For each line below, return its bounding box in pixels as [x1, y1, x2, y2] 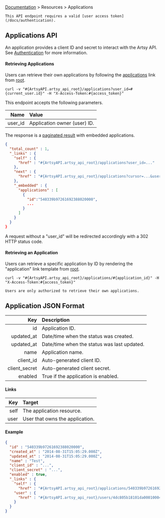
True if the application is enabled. [41, 373, 119, 380]
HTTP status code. [5, 239, 43, 244]
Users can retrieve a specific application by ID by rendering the [5, 261, 133, 267]
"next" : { [14, 170, 36, 174]
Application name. [41, 348, 83, 355]
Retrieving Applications [5, 61, 55, 67]
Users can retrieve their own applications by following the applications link [5, 72, 156, 78]
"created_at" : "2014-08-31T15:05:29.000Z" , [9, 449, 102, 454]
